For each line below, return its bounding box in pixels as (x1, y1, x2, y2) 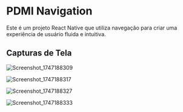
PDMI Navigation (6, 4, 93, 18)
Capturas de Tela (6, 48, 72, 58)
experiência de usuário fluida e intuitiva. (6, 30, 106, 37)
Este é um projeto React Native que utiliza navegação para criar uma (6, 24, 178, 31)
